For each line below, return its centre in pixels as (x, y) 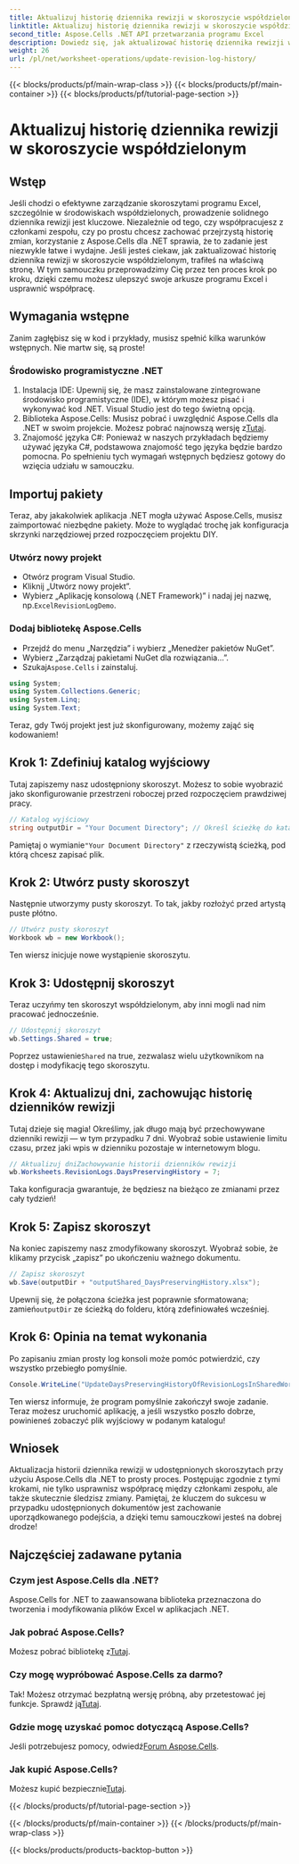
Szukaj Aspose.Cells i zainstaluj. (80, 667)
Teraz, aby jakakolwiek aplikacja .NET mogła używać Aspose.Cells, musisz (146, 515)
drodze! (24, 1527)
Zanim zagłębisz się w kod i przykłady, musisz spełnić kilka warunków (138, 338)
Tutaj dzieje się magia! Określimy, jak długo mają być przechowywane (137, 1129)
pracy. (21, 803)
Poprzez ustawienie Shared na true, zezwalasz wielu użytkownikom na (137, 1056)
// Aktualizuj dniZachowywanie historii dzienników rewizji (123, 1164)
